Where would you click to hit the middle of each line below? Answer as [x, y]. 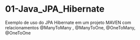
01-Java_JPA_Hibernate [55, 9]
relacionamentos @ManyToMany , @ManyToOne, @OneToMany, [70, 27]
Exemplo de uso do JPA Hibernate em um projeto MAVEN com [68, 22]
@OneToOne [18, 33]
